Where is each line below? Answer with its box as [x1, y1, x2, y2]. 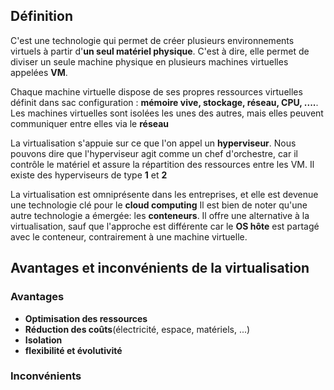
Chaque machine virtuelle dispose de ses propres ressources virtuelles [10, 85, 303, 98]
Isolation [24, 334, 63, 346]
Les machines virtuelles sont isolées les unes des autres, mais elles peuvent [10, 107, 324, 119]
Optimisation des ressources [24, 312, 148, 324]
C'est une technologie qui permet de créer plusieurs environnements [10, 34, 295, 46]
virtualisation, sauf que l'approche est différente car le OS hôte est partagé [10, 220, 320, 232]
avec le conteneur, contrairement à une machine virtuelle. [10, 230, 248, 243]
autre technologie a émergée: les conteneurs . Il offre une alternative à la [10, 209, 310, 221]
